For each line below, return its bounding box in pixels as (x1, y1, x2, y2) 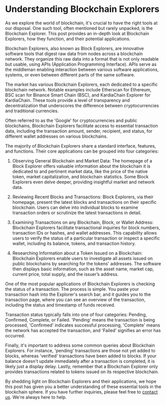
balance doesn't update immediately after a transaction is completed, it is (5, 358, 155, 364)
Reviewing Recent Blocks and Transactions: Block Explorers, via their (12, 194, 154, 200)
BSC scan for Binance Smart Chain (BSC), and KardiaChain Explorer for (5, 92, 151, 98)
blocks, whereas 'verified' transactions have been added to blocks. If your (5, 353, 157, 359)
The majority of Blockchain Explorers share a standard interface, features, (5, 143, 156, 149)
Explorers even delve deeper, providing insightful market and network (12, 179, 155, 185)
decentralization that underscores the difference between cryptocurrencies (5, 102, 160, 108)
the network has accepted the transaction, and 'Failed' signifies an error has (5, 327, 161, 333)
